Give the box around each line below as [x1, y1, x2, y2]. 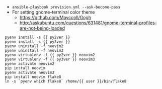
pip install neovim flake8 [5, 74, 61, 79]
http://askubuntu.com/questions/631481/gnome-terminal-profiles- [19, 20, 157, 26]
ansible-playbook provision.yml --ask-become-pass [12, 5, 121, 10]
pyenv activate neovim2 [5, 61, 55, 66]
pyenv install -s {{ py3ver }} [5, 39, 70, 44]
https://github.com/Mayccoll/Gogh [19, 15, 92, 20]
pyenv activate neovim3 [5, 70, 55, 75]
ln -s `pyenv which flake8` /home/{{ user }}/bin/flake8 [5, 79, 127, 84]
